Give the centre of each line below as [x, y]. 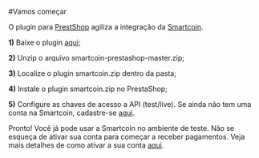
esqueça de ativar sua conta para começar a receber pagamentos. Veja [127, 136]
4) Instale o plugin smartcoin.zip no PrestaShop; [88, 89]
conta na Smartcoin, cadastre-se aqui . [71, 113]
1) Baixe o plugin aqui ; [45, 42]
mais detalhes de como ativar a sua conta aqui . [86, 145]
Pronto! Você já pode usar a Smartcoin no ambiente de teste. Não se [121, 128]
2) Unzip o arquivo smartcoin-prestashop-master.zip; [96, 58]
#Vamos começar [37, 12]
